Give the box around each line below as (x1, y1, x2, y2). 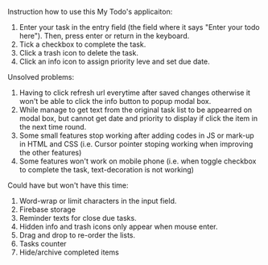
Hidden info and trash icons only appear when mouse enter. (19, 222, 218, 231)
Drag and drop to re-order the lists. (19, 230, 136, 240)
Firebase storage (19, 205, 76, 214)
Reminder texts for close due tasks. (19, 213, 138, 222)
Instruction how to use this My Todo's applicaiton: (7, 7, 173, 16)
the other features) (19, 148, 82, 157)
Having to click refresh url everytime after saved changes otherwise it (19, 88, 251, 97)
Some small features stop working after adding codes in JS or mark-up (19, 130, 254, 140)
